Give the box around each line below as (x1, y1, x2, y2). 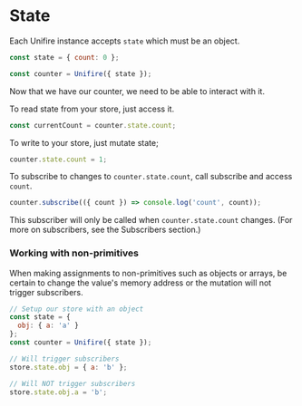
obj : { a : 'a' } (17, 321, 79, 331)
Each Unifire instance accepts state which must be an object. (9, 35, 240, 46)
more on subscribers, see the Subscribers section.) (9, 224, 201, 236)
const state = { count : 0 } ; (9, 53, 120, 62)
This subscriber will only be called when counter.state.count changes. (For (9, 215, 293, 226)
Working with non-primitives (9, 246, 139, 259)
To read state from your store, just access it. (9, 103, 175, 114)
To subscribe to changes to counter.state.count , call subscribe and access (9, 171, 293, 182)
